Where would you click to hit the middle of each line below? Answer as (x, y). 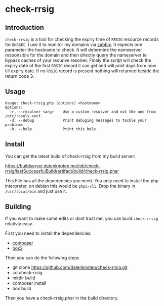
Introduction (25, 27)
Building (18, 207)
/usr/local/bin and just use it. (36, 191)
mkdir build (24, 278)
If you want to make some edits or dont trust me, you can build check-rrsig (82, 218)
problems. (15, 125)
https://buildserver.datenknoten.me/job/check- (53, 166)
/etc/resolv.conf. (24, 116)
